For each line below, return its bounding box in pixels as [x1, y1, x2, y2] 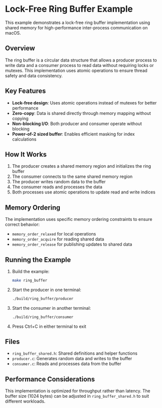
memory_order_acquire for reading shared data [12, 236, 105, 242]
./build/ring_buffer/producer [12, 296, 74, 301]
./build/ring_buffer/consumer [12, 314, 74, 320]
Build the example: [12, 269, 50, 274]
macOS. [5, 30, 21, 36]
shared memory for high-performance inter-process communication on [5, 24, 148, 30]
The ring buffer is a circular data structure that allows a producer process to [5, 57, 157, 63]
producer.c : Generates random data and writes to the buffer [12, 356, 132, 362]
